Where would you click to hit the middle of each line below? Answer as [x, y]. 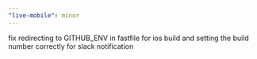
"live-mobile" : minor [44, 15]
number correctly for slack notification [71, 46]
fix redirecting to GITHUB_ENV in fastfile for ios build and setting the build [129, 38]
